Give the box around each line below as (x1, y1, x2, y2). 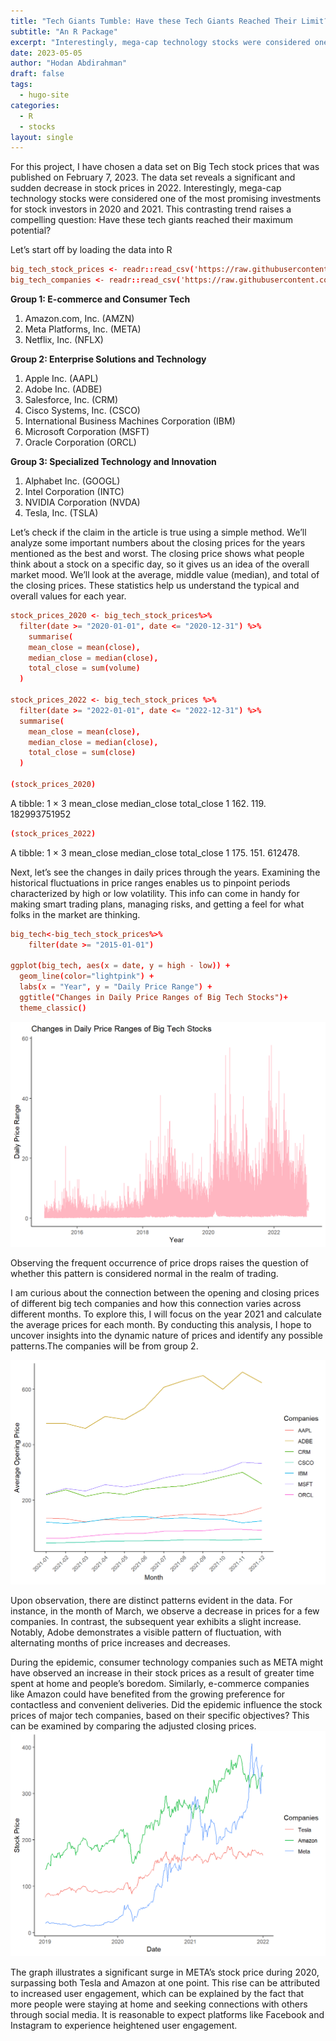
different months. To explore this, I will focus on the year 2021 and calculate (10, 1308, 322, 1320)
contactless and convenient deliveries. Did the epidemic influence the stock (10, 1699, 323, 1711)
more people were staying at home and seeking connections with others (10, 1998, 308, 2010)
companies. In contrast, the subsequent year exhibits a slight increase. (10, 1616, 302, 1628)
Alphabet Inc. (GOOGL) (24, 475, 121, 487)
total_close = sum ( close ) (28, 748, 137, 758)
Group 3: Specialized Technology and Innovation (10, 456, 217, 467)
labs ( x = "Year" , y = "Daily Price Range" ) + (19, 982, 213, 992)
